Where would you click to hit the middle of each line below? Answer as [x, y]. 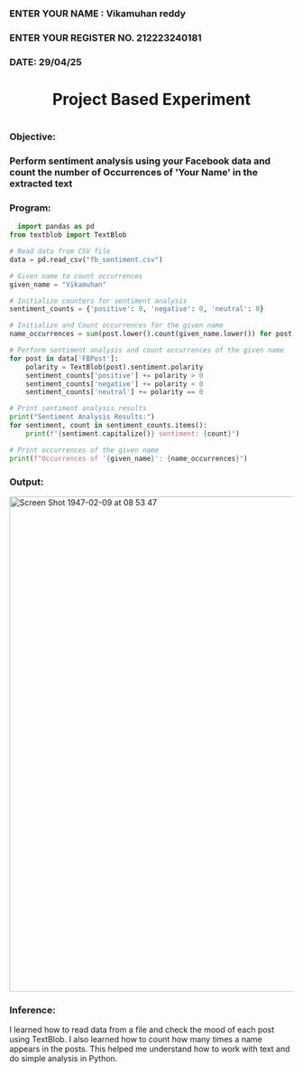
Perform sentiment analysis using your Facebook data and [140, 161]
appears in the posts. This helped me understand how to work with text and [150, 1049]
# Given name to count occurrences [76, 276]
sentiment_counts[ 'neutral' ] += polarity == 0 [115, 392]
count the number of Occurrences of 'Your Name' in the [134, 173]
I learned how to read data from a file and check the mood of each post [142, 1030]
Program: [30, 208]
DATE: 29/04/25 [46, 61]
